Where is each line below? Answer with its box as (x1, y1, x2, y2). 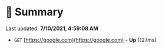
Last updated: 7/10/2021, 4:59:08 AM (5, 25, 98, 32)
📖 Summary (5, 5, 64, 19)
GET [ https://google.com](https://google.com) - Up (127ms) (14, 36, 157, 43)
